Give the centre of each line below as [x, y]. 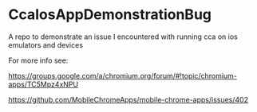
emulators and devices [46, 44]
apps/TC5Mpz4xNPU [43, 84]
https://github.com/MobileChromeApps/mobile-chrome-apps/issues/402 [128, 99]
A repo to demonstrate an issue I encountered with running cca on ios [123, 37]
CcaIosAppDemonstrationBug [110, 15]
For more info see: [38, 60]
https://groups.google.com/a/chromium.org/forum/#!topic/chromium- [123, 75]
